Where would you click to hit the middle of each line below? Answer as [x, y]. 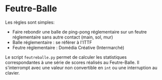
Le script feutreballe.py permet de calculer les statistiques [66, 57]
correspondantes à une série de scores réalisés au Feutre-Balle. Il [72, 62]
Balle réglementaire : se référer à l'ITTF [52, 42]
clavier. [12, 73]
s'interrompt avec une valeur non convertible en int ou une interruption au [81, 68]
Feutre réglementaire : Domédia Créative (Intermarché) [68, 47]
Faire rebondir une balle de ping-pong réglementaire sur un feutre [80, 32]
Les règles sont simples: [30, 22]
